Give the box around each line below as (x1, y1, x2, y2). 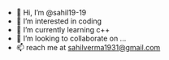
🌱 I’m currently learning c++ (15, 25, 110, 34)
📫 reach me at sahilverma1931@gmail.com (15, 43, 161, 52)
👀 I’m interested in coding (15, 16, 102, 26)
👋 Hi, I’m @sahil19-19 (15, 8, 87, 17)
